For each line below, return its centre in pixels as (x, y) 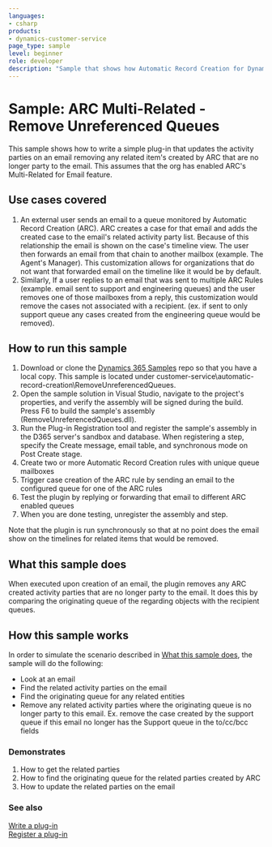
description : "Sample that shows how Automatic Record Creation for (126, 69)
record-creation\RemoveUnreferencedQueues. (98, 385)
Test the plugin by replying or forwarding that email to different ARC (133, 497)
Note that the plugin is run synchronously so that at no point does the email (134, 530)
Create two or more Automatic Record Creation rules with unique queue (140, 462)
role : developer (36, 62)
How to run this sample (68, 348)
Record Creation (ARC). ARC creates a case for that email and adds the (138, 228)
